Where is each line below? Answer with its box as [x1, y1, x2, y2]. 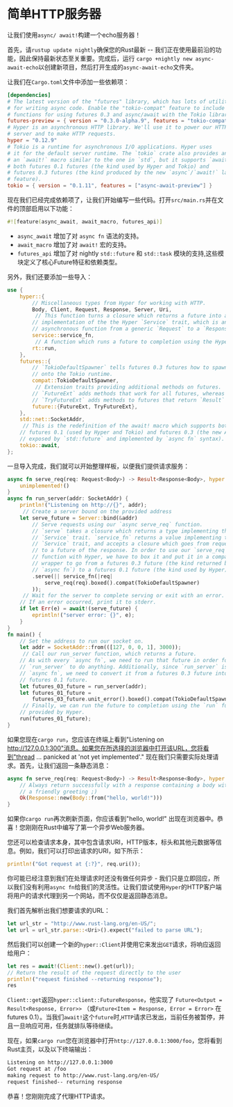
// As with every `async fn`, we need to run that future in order [19, 657, 218, 664]
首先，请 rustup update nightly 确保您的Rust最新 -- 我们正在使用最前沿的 [7, 45, 216, 54]
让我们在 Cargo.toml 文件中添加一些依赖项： [7, 77, 130, 86]
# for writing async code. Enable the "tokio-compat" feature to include [7, 104, 225, 111]
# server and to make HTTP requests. [7, 130, 116, 138]
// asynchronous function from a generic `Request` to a [32, 325, 200, 333]
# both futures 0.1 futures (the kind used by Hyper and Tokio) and [7, 163, 209, 170]
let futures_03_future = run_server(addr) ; [19, 683, 148, 690]
